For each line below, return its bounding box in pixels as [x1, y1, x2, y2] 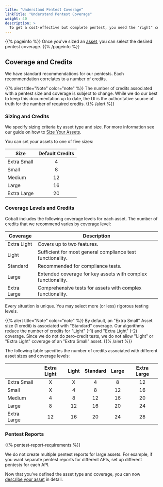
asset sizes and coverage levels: [5, 353, 70, 359]
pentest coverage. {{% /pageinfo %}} [5, 44, 80, 50]
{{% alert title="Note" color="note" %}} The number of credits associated [5, 85, 153, 91]
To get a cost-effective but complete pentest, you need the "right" [9, 25, 153, 30]
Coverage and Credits [5, 58, 73, 66]
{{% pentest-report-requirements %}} [5, 442, 81, 448]
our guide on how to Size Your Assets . [5, 129, 81, 135]
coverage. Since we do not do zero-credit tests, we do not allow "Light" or [5, 333, 154, 339]
